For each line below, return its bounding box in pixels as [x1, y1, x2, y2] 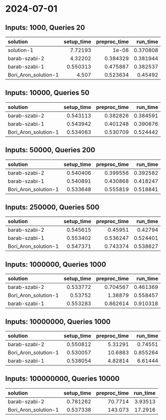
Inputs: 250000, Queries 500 [5, 203, 100, 212]
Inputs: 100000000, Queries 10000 [5, 374, 120, 383]
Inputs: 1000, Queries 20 [5, 23, 85, 32]
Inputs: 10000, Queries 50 [5, 89, 90, 97]
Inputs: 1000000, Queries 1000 [5, 260, 106, 269]
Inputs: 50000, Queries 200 [5, 146, 96, 154]
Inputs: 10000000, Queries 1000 [5, 317, 111, 326]
